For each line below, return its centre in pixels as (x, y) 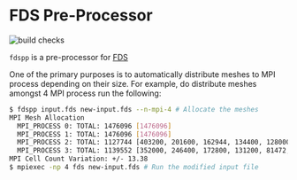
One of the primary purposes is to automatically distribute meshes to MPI (142, 74)
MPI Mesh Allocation (47, 117)
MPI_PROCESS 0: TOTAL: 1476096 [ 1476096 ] (95, 126)
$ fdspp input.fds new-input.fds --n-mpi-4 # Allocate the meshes (134, 109)
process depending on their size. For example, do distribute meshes (133, 83)
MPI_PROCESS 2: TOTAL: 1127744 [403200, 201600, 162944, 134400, (140, 143)
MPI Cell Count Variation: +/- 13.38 (79, 159)
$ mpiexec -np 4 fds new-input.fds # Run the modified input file (134, 168)
